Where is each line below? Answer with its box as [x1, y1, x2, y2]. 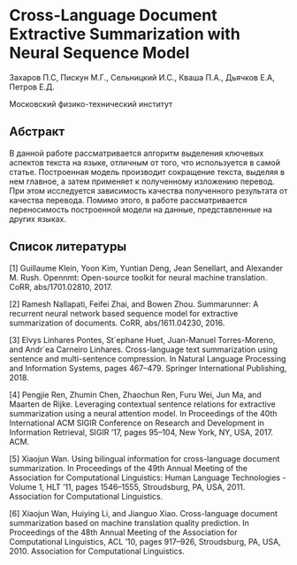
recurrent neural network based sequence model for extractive [9, 308, 239, 318]
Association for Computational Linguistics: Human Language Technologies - [9, 472, 286, 483]
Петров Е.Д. [9, 81, 56, 92]
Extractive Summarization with [9, 24, 240, 44]
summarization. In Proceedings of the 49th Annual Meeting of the [9, 462, 248, 473]
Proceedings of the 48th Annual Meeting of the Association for [9, 527, 238, 538]
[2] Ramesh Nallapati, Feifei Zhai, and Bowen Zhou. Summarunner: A [9, 298, 259, 309]
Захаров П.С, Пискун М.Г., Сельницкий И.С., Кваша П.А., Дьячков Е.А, [9, 72, 276, 82]
